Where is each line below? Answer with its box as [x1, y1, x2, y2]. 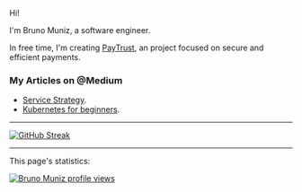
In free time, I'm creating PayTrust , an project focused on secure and [9, 42, 264, 53]
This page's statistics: [9, 156, 91, 167]
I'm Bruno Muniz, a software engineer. [9, 25, 151, 35]
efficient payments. [9, 52, 81, 62]
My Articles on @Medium [9, 74, 123, 86]
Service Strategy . [22, 94, 87, 106]
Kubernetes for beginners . [22, 104, 120, 115]
